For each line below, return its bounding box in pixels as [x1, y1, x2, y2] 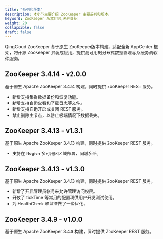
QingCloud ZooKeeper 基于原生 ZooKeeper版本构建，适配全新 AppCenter [5, 44, 153, 49]
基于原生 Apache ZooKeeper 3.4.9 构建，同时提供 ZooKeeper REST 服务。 [5, 229, 154, 235]
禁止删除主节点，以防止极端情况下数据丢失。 [12, 112, 102, 118]
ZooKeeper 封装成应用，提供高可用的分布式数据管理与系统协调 [27, 50, 153, 55]
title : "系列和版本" [5, 7, 43, 12]
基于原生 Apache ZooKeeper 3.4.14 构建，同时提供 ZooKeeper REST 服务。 [5, 84, 156, 89]
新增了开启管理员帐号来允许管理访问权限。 [12, 188, 98, 194]
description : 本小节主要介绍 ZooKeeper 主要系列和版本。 [5, 12, 112, 17]
